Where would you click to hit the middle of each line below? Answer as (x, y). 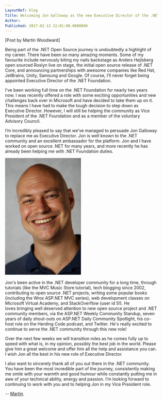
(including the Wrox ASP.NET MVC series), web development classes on (77, 298)
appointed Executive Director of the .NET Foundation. (58, 81)
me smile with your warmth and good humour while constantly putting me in (81, 374)
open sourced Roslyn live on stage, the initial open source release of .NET (79, 65)
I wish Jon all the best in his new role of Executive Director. (64, 354)
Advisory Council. (23, 121)
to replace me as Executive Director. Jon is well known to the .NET (71, 136)
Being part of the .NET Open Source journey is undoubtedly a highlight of (78, 50)
